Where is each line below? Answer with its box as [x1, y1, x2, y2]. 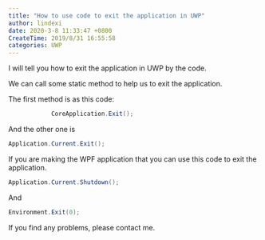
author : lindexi [8, 19, 62, 27]
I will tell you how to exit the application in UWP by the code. [8, 63, 208, 73]
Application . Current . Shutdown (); [8, 178, 120, 186]
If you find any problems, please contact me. [8, 222, 156, 232]
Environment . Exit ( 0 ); [8, 208, 81, 216]
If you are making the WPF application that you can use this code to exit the [8, 154, 257, 164]
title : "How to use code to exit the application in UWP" [8, 11, 205, 20]
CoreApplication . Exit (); [50, 110, 134, 118]
